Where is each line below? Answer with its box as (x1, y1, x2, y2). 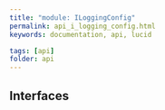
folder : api (9, 55, 54, 64)
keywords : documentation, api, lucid (9, 30, 152, 39)
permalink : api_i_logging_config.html (9, 22, 156, 31)
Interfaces (9, 87, 70, 104)
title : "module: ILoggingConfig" (9, 13, 136, 23)
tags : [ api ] (9, 46, 54, 55)
